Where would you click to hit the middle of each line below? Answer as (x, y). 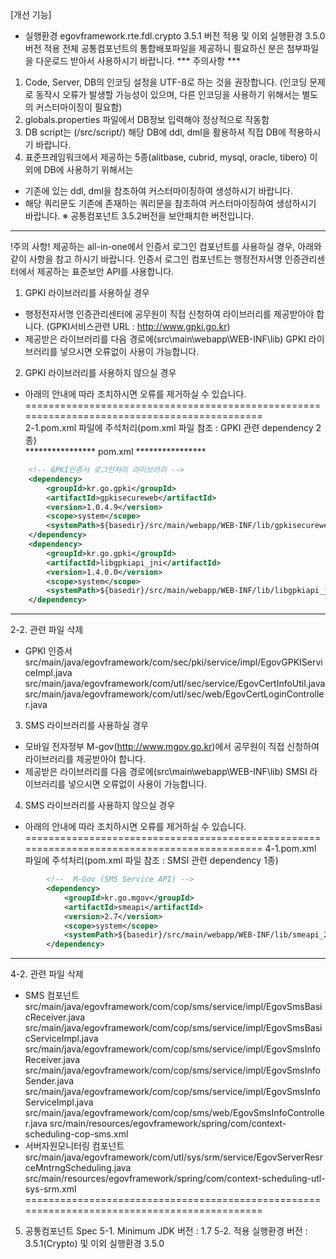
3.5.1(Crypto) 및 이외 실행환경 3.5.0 (94, 1244)
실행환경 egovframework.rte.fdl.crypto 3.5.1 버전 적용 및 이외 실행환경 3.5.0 (175, 36)
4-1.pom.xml (290, 849)
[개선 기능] (31, 14)
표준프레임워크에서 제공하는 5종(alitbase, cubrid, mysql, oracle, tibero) (166, 157)
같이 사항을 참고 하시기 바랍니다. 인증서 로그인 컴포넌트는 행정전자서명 (146, 259)
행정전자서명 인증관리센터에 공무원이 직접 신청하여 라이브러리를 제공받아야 (169, 314)
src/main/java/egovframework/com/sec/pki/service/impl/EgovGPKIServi (173, 662)
